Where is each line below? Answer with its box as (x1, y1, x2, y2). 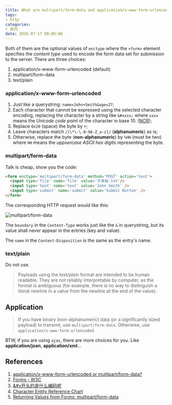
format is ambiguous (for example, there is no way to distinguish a (17, 283, 158, 289)
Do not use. (5, 262, 30, 268)
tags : (5, 12, 17, 17)
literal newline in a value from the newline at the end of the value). (17, 288, 157, 294)
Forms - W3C (12, 376, 42, 382)
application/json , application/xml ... (5, 343, 81, 349)
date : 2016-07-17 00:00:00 (5, 31, 63, 36)
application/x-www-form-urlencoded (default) (12, 66, 111, 72)
